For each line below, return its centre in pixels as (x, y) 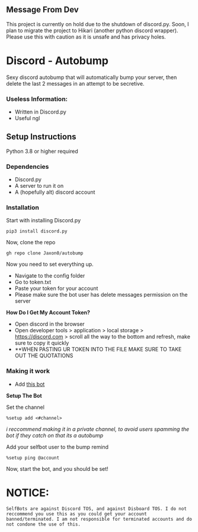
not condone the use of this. (44, 524)
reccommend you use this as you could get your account (76, 514)
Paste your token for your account (56, 288)
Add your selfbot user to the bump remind (57, 447)
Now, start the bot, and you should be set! (57, 468)
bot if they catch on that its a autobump (55, 435)
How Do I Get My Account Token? (48, 313)
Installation (23, 207)
